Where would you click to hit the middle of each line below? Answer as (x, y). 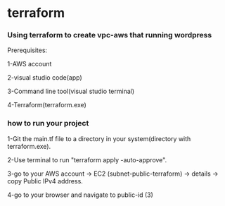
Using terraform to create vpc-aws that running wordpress (110, 35)
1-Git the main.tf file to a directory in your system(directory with (99, 138)
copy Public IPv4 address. (45, 181)
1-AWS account (30, 64)
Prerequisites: (27, 50)
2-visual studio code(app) (45, 78)
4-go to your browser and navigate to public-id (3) (80, 195)
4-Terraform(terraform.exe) (47, 105)
